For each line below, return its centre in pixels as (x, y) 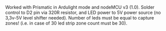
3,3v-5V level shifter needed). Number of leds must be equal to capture (80, 18)
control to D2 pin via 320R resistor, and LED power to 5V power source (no (83, 12)
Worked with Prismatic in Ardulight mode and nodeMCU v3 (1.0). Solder (80, 7)
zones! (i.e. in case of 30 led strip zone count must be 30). (66, 23)
